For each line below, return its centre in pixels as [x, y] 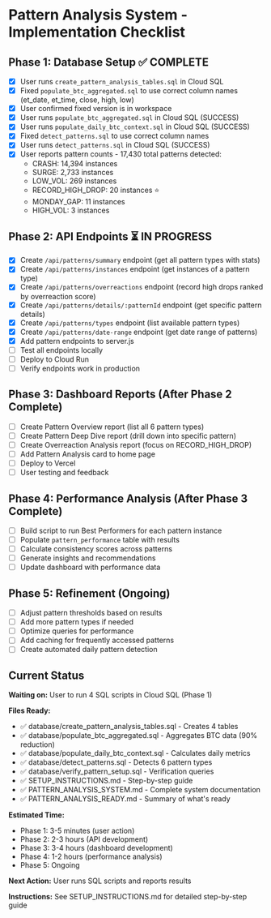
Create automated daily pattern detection [89, 650]
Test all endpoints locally [61, 350]
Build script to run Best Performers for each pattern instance [121, 530]
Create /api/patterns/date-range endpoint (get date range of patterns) [139, 332]
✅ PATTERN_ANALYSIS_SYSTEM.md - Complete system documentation [140, 790]
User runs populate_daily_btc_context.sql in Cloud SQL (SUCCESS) [135, 127]
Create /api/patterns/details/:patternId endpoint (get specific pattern [141, 305]
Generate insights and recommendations [88, 558]
